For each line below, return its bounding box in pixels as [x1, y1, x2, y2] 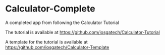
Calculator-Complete [5, 3, 95, 14]
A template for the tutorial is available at [5, 38, 88, 45]
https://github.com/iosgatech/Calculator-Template [5, 44, 109, 50]
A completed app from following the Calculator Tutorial [5, 19, 120, 25]
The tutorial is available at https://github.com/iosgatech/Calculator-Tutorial [5, 29, 160, 35]
